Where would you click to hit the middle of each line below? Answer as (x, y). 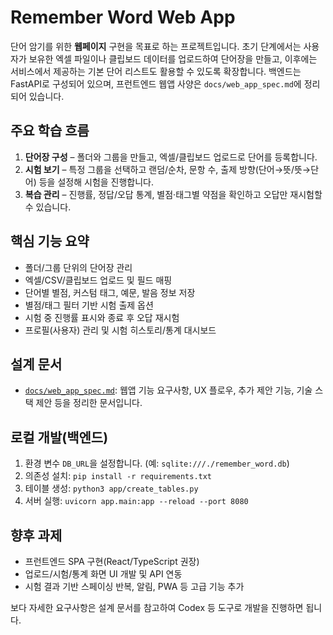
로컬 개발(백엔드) (59, 437)
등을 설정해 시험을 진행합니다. (96, 182)
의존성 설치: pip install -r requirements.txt (118, 476)
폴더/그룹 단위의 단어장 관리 (78, 267)
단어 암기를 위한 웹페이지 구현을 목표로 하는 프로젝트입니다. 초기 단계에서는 (156, 46)
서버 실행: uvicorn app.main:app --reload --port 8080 (136, 501)
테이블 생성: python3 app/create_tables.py (111, 488)
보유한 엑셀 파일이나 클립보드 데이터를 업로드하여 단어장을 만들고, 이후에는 (173, 58)
